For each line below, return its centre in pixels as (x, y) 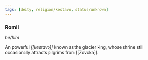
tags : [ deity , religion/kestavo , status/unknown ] (57, 10)
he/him (12, 37)
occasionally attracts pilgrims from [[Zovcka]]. (52, 52)
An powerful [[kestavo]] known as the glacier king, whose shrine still (74, 47)
